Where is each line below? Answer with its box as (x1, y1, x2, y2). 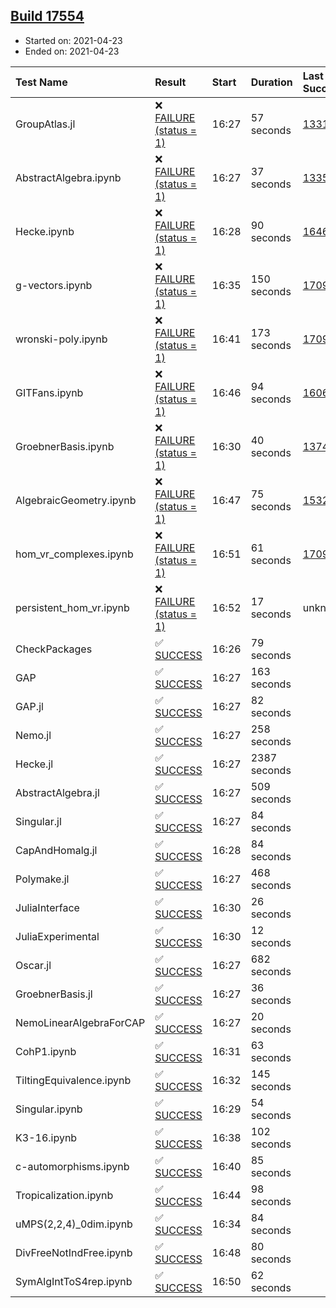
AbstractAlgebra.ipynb (15, 170, 122, 184)
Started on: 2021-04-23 (24, 34, 123, 46)
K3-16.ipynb (15, 1130, 78, 1144)
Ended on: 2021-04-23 (24, 45, 120, 57)
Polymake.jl (15, 872, 70, 886)
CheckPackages (15, 642, 93, 656)
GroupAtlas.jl (15, 117, 76, 131)
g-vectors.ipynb (15, 278, 93, 292)
